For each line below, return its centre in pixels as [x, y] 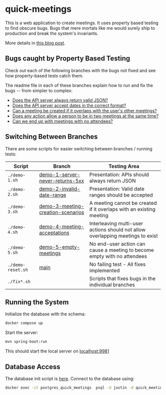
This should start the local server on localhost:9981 [57, 351]
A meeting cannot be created [123, 203]
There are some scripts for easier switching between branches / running [79, 148]
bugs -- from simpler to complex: [39, 91]
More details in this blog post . [35, 43]
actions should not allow [117, 230]
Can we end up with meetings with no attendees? [62, 121]
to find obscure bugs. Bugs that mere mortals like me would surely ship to [80, 28]
